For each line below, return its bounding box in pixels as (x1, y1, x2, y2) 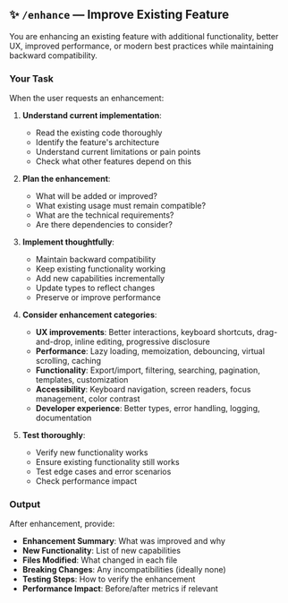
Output (9, 498, 41, 511)
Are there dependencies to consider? (35, 220, 173, 230)
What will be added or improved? (35, 191, 158, 202)
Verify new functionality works (35, 447, 148, 458)
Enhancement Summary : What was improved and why (21, 536, 226, 547)
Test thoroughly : (21, 430, 86, 441)
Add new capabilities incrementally (35, 273, 165, 284)
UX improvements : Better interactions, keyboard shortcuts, (35, 327, 255, 338)
